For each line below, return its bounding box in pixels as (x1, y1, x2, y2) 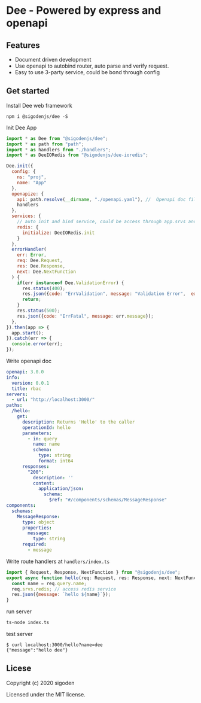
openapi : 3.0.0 (6, 369, 44, 375)
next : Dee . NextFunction (17, 269, 77, 275)
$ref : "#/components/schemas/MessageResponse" (48, 497, 167, 503)
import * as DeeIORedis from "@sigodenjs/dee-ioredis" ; (6, 152, 148, 159)
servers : (6, 391, 28, 397)
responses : (22, 463, 50, 470)
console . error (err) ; (11, 341, 63, 347)
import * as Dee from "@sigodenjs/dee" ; (6, 135, 109, 141)
